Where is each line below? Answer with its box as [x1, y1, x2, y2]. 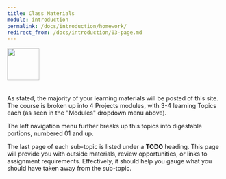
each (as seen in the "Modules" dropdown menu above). [7, 109, 167, 117]
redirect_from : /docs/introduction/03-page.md [7, 29, 142, 36]
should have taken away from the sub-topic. [7, 165, 132, 173]
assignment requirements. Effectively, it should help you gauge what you [7, 157, 212, 165]
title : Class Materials [7, 10, 75, 17]
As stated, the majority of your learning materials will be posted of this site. [7, 94, 219, 102]
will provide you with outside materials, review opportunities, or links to [7, 150, 208, 158]
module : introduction [7, 16, 69, 23]
